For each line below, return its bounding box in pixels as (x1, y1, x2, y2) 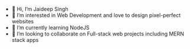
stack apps (11, 37, 39, 43)
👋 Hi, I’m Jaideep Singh (11, 6, 69, 12)
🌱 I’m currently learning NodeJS (11, 24, 90, 31)
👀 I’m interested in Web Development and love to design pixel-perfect (11, 12, 181, 19)
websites (11, 18, 34, 24)
